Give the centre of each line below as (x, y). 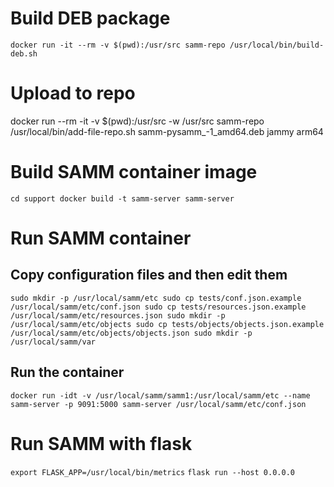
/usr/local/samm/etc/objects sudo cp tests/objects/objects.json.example (167, 324)
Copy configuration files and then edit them (149, 275)
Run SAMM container (101, 238)
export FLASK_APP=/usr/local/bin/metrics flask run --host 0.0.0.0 (152, 472)
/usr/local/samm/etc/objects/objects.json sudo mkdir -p (131, 333)
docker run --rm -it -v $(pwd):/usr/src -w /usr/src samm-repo (137, 121)
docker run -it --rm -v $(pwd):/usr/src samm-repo (118, 45)
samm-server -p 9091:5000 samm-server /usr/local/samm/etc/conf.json (158, 404)
